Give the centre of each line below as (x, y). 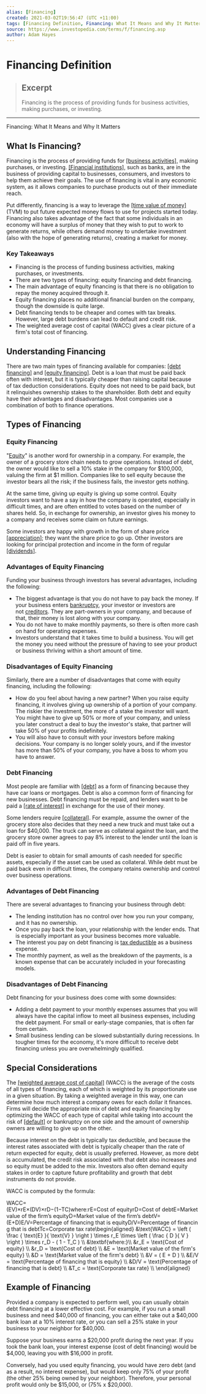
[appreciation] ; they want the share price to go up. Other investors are (95, 538)
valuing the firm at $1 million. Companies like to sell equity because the (96, 475)
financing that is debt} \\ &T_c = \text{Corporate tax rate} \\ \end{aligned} (98, 1268)
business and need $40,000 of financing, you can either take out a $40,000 (102, 1315)
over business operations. (39, 875)
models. (25, 968)
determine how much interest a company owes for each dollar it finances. (99, 1102)
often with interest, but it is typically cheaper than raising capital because (99, 379)
